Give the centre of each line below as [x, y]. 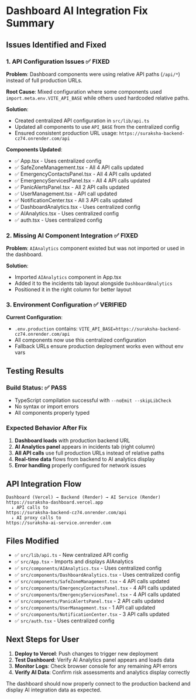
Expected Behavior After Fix [47, 428]
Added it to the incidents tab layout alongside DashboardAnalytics [93, 283]
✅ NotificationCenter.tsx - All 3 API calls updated [73, 200]
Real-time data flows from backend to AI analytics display [85, 459]
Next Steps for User [43, 640]
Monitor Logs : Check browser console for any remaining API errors [96, 666]
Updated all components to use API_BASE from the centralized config [97, 126]
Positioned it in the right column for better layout [73, 290]
